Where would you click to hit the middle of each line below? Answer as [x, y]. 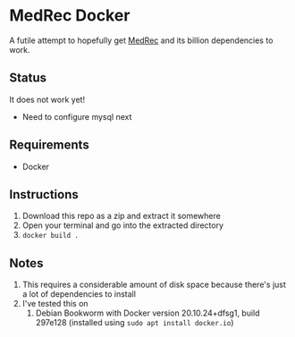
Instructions [44, 194]
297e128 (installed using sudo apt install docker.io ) [135, 323]
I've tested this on [55, 304]
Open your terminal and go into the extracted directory [123, 225]
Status [28, 78]
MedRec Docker [70, 16]
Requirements [49, 145]
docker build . [51, 236]
